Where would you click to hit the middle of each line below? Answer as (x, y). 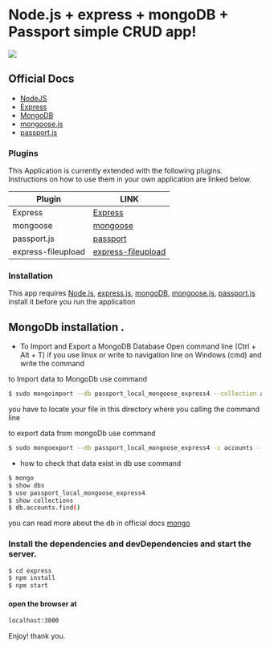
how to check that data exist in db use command (100, 463)
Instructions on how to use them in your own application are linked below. (130, 179)
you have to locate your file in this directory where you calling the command (134, 409)
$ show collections (41, 500)
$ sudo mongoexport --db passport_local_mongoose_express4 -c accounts (131, 448)
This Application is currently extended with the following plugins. (116, 171)
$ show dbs (27, 485)
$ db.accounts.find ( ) (45, 508)
